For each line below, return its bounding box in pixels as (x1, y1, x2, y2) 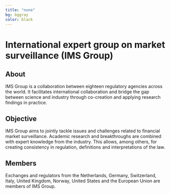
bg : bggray (5, 12, 29, 17)
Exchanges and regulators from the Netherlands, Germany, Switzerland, (5, 173, 157, 178)
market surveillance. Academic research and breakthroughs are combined (5, 133, 162, 140)
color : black (5, 17, 33, 22)
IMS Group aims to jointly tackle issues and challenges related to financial (5, 128, 160, 134)
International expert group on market (5, 39, 165, 50)
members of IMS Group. (5, 183, 56, 189)
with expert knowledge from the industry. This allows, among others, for (5, 138, 157, 145)
